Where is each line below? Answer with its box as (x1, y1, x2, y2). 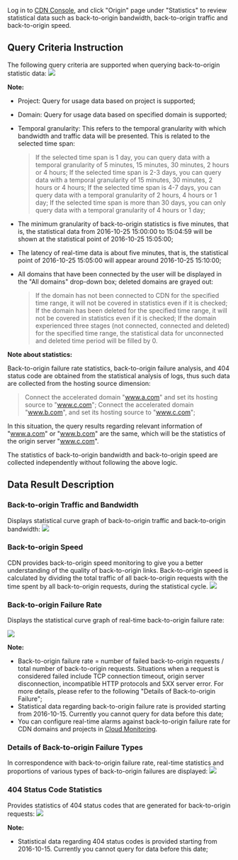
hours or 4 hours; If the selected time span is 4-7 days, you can (35, 183, 221, 191)
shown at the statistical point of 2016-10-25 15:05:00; (17, 235, 174, 243)
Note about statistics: (7, 350, 73, 358)
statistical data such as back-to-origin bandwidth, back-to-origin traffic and (7, 14, 228, 22)
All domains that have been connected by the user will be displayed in (17, 269, 222, 278)
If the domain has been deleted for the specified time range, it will (35, 306, 228, 315)
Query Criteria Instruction (7, 42, 124, 54)
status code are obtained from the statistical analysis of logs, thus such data (7, 371, 230, 380)
